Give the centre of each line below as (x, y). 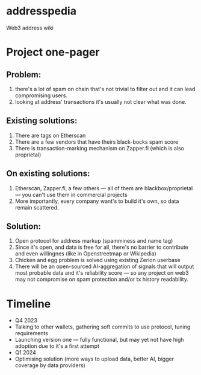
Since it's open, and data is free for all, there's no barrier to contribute (101, 247)
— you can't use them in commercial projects (71, 194)
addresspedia (42, 11)
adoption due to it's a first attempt (57, 346)
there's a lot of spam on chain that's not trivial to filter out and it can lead (105, 89)
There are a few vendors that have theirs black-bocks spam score (97, 142)
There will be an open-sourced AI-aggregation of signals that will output (104, 266)
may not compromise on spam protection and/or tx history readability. (101, 280)
